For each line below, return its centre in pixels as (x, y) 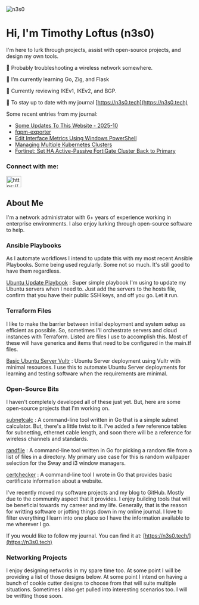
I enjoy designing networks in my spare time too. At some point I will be (94, 570)
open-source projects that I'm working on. (58, 408)
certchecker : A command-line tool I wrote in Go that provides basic (89, 474)
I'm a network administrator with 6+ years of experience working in (89, 217)
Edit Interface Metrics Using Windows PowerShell (76, 138)
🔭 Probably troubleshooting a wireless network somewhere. (80, 67)
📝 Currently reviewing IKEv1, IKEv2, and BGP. (61, 91)
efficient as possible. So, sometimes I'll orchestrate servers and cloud (92, 330)
